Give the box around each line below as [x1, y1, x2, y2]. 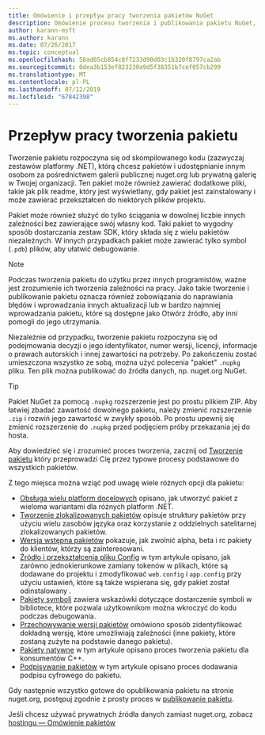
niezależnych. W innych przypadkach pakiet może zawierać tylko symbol [8, 235, 247, 246]
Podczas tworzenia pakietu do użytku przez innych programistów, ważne [8, 275, 247, 285]
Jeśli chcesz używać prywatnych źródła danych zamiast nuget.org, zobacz [8, 710, 253, 719]
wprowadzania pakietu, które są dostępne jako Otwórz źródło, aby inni [8, 308, 238, 318]
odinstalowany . [19, 586, 72, 595]
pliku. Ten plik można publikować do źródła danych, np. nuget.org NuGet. [8, 366, 248, 376]
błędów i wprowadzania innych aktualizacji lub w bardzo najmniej [8, 301, 221, 310]
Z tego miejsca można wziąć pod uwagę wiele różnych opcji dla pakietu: [8, 478, 244, 488]
